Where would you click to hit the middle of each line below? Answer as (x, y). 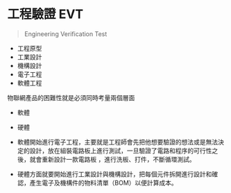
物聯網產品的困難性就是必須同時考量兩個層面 (71, 97)
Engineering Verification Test (66, 34)
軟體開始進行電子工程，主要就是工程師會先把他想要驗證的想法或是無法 (118, 142)
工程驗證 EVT (45, 14)
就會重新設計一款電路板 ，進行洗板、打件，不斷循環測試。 (112, 159)
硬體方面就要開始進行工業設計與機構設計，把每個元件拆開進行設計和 (114, 174)
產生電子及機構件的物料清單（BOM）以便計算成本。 (104, 183)
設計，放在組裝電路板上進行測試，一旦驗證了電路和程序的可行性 (121, 151)
